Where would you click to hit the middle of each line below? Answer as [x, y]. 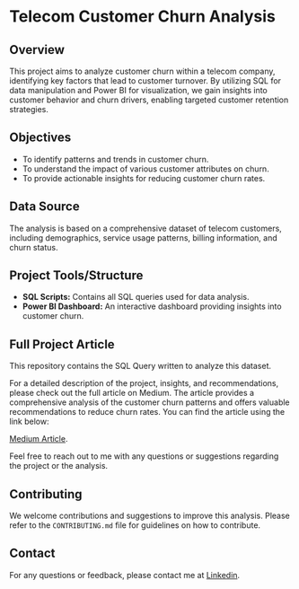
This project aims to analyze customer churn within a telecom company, [142, 71]
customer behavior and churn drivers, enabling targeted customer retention [149, 100]
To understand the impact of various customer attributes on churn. [145, 169]
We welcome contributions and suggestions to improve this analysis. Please [149, 516]
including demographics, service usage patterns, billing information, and [143, 237]
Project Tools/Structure [76, 276]
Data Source [44, 207]
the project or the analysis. [59, 466]
